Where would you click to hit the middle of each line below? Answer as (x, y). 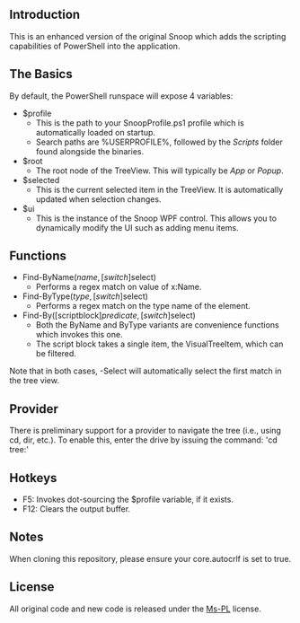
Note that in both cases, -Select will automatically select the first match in (146, 371)
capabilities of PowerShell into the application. (95, 46)
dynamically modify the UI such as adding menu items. (137, 227)
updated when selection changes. (98, 199)
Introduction (45, 15)
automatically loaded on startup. (95, 132)
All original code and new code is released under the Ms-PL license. (136, 609)
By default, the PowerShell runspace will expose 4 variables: (121, 96)
